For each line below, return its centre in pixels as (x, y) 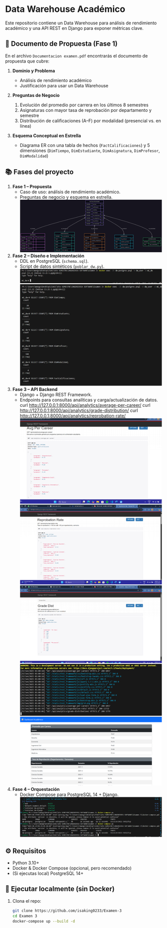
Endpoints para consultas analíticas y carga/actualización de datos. (89, 400)
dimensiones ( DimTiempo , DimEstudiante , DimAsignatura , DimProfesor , (90, 151)
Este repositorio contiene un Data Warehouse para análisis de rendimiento (81, 23)
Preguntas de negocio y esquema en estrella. (66, 197)
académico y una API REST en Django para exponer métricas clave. (74, 28)
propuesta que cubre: (27, 61)
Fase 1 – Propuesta (32, 186)
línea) (25, 126)
